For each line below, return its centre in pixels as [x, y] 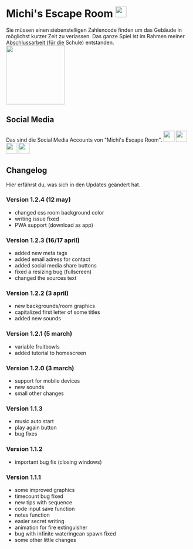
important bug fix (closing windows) [58, 462]
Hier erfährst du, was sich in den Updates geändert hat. [73, 185]
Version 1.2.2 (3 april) [38, 293]
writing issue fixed [37, 219]
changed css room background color [59, 212]
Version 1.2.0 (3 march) [40, 368]
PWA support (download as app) [54, 225]
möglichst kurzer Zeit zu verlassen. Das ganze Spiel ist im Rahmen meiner [96, 36]
